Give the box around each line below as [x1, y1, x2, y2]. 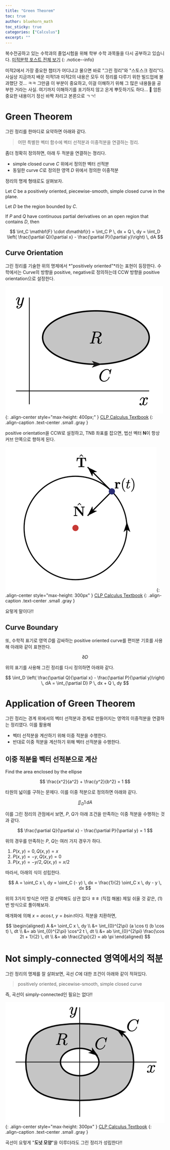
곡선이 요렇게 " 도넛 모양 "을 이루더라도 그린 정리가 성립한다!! [5, 1139, 123, 1146]
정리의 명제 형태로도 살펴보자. [5, 178, 64, 184]
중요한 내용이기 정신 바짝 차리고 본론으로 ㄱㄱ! [5, 93, 96, 99]
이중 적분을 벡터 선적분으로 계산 [5, 755, 98, 764]
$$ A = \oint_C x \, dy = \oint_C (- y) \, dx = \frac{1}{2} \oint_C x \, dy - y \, [8, 880, 162, 886]
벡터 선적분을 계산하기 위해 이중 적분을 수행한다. [12, 732, 107, 738]
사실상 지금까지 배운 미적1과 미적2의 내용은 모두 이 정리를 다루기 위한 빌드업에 [5, 74, 158, 80]
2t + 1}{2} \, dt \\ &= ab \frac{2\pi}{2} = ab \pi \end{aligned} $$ [19, 933, 151, 940]
